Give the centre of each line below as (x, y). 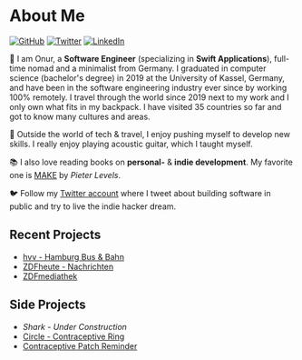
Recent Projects (55, 235)
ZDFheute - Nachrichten (68, 266)
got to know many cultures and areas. (80, 116)
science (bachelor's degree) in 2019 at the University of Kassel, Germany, (147, 77)
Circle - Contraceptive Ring (73, 336)
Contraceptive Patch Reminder (80, 345)
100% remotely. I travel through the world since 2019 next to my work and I (149, 97)
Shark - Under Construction (74, 326)
